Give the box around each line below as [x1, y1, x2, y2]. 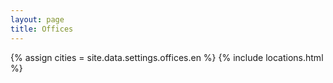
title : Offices [10, 24, 74, 34]
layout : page [10, 14, 65, 25]
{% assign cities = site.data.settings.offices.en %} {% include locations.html [10, 51, 324, 63]
